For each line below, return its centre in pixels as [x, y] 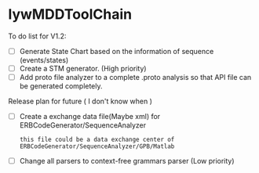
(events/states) [44, 60]
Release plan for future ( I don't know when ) [80, 101]
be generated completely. [61, 86]
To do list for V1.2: [37, 36]
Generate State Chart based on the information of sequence [117, 51]
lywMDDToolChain [70, 14]
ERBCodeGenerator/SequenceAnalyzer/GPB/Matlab [97, 146]
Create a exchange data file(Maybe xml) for [90, 117]
